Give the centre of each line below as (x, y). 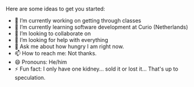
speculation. (30, 78)
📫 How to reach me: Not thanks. (55, 53)
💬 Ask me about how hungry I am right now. (69, 46)
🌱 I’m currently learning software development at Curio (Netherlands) (101, 27)
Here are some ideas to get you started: (56, 9)
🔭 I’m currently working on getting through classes (78, 20)
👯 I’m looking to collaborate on (53, 33)
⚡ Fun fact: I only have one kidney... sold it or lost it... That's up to (96, 69)
